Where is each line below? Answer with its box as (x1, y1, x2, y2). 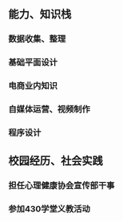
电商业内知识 (8, 81, 58, 92)
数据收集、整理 (8, 34, 66, 45)
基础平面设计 (8, 57, 58, 68)
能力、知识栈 (8, 7, 72, 22)
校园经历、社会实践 (8, 154, 103, 168)
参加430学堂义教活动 (8, 203, 90, 215)
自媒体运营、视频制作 (8, 104, 90, 115)
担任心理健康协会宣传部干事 (8, 180, 115, 191)
